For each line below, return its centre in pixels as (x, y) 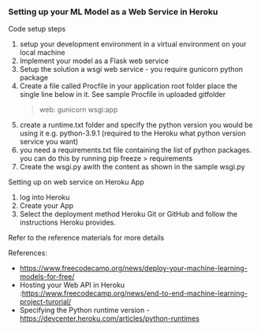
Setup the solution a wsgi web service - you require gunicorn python (131, 69)
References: (28, 253)
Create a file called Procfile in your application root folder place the (129, 86)
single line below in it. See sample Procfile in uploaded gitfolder (123, 95)
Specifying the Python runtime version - (84, 311)
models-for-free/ (47, 277)
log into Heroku (45, 197)
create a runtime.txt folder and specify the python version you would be (136, 125)
